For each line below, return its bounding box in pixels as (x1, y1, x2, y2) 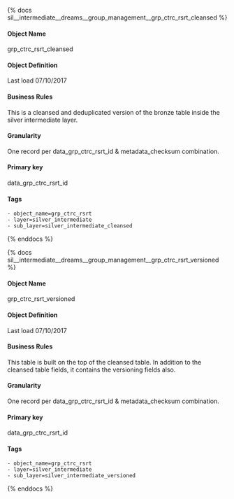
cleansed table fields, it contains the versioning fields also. (7, 365, 176, 374)
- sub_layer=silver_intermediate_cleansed (7, 223, 133, 230)
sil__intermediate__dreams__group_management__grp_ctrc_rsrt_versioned (7, 255, 219, 265)
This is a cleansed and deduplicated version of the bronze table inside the (7, 108, 220, 116)
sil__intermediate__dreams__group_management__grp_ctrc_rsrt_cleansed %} (7, 13, 228, 22)
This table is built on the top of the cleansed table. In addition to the (7, 358, 202, 366)
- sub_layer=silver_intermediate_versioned (7, 472, 136, 479)
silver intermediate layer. (7, 115, 78, 124)
